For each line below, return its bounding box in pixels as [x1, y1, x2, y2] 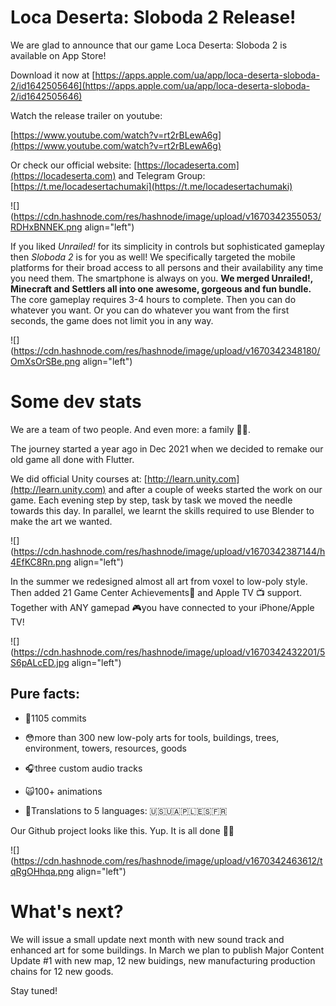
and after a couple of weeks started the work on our [108, 483, 323, 495]
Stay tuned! [10, 984, 58, 996]
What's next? [10, 900, 124, 923]
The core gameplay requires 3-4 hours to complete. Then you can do [10, 293, 297, 305]
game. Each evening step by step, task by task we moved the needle [10, 494, 293, 506]
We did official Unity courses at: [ [10, 472, 148, 485]
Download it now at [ [10, 69, 96, 81]
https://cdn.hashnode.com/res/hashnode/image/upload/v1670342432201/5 [13, 646, 326, 658]
